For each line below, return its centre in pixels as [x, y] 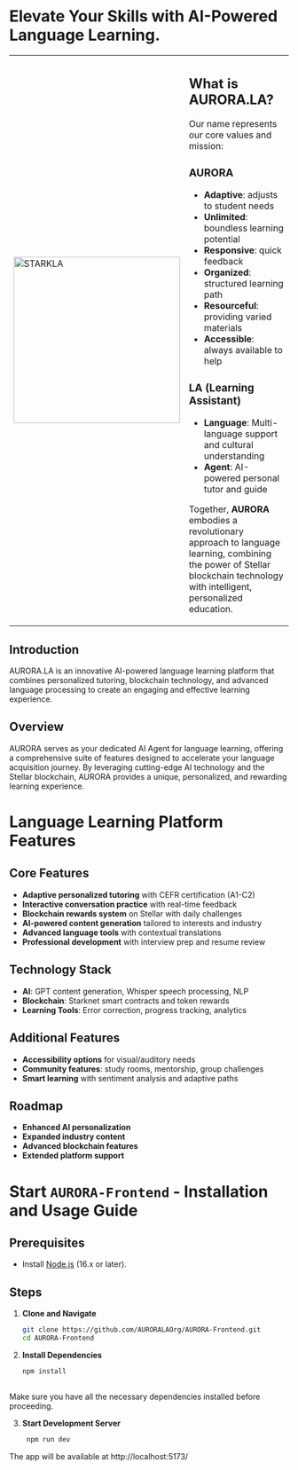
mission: [206, 146]
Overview [37, 727]
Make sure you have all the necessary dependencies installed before [135, 1396]
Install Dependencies [62, 1355]
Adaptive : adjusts [240, 195]
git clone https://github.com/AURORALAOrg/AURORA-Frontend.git [141, 1330]
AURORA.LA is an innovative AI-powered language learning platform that [142, 671]
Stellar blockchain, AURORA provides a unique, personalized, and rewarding [148, 776]
